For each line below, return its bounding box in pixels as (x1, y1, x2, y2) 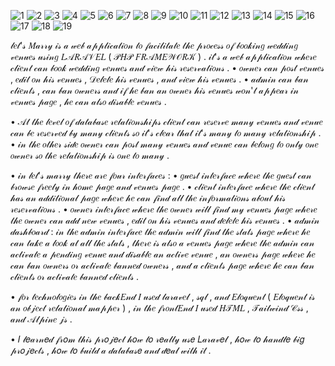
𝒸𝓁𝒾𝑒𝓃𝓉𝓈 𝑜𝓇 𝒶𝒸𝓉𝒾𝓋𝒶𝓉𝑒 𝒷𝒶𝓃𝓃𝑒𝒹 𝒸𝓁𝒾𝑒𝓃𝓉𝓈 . (10, 271, 140, 282)
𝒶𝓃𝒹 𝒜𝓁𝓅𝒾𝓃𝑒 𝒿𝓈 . (10, 313, 73, 325)
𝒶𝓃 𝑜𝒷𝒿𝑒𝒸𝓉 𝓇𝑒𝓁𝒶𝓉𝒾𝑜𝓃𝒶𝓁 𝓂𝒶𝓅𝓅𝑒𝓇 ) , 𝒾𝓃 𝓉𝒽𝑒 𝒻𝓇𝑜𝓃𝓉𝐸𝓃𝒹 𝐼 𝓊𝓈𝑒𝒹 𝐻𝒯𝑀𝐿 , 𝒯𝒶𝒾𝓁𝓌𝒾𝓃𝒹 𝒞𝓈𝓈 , (10, 302, 309, 314)
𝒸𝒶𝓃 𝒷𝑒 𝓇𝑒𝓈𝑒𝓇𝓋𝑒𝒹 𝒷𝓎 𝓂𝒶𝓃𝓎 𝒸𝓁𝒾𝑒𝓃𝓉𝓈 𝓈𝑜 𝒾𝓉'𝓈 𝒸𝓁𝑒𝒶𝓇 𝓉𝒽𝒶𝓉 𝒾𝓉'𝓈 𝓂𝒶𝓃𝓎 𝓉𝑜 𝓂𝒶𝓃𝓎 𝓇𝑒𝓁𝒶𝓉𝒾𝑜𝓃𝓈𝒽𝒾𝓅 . (10, 127, 322, 139)
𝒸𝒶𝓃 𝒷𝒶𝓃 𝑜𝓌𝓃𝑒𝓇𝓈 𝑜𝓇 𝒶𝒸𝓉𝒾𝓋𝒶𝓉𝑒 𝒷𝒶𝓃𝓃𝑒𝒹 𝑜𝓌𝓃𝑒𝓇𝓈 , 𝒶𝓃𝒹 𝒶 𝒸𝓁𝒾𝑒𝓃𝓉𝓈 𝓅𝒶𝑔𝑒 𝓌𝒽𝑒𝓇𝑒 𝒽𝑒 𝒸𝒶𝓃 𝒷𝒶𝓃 (10, 260, 315, 271)
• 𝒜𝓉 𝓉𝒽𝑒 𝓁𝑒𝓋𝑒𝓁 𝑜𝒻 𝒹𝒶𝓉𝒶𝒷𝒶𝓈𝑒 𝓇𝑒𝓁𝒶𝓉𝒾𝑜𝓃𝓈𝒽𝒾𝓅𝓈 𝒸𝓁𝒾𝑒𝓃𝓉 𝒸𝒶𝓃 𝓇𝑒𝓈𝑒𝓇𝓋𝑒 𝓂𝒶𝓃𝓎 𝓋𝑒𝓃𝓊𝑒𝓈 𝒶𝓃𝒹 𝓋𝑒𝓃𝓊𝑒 (10, 116, 323, 127)
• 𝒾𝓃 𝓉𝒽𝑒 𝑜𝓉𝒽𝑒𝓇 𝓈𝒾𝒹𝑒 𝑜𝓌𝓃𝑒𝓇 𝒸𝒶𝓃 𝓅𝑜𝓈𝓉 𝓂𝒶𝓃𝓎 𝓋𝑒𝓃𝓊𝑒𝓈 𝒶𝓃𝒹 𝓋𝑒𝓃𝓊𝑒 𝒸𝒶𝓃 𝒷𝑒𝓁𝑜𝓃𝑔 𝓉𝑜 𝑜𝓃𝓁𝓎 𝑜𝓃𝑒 (10, 138, 319, 150)
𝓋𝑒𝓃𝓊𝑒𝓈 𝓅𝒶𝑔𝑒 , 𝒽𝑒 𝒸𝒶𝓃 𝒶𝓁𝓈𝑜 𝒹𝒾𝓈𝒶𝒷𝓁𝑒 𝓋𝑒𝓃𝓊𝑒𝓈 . (10, 96, 167, 107)
